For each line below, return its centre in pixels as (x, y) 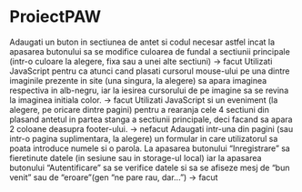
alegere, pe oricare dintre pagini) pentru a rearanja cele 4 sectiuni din (140, 109)
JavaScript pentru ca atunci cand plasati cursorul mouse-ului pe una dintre (150, 71)
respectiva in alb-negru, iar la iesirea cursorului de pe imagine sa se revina (149, 90)
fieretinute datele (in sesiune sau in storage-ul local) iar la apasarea (136, 157)
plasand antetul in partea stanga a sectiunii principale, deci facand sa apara (151, 119)
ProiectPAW (55, 17)
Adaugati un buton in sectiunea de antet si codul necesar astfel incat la (142, 42)
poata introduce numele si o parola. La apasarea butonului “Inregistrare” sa (150, 148)
